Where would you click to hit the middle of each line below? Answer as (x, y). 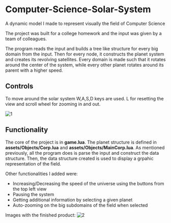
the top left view (30, 189)
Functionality (27, 130)
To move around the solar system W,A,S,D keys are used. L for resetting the (84, 98)
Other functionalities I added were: (41, 174)
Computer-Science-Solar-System (78, 9)
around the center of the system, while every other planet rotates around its (84, 65)
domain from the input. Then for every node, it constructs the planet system (85, 54)
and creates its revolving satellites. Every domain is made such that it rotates (85, 59)
